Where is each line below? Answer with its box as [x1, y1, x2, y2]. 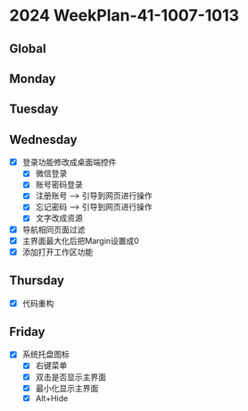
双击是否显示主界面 [35, 372, 107, 382]
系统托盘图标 [21, 349, 70, 360]
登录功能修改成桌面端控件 [21, 157, 117, 168]
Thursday [9, 273, 65, 289]
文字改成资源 [35, 213, 83, 223]
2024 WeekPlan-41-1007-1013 [9, 5, 239, 26]
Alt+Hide [35, 392, 69, 403]
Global [9, 41, 46, 56]
